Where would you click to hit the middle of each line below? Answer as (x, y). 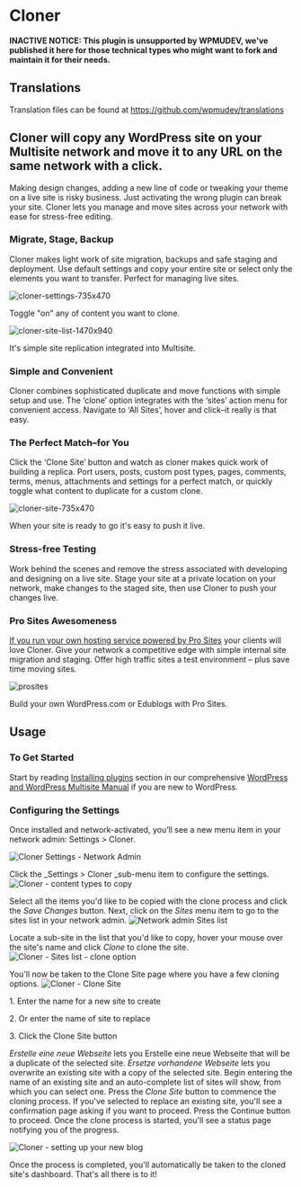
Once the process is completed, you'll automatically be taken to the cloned (147, 1165)
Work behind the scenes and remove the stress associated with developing (148, 568)
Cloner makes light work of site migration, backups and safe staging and (143, 259)
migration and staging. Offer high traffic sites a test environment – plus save (150, 660)
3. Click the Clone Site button (63, 1036)
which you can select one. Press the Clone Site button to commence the (143, 1092)
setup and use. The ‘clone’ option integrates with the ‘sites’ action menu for (148, 400)
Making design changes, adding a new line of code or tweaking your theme (149, 187)
